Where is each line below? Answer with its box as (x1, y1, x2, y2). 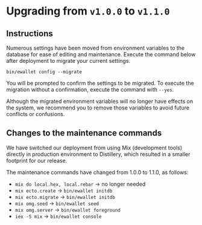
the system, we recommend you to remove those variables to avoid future (6, 104, 190, 111)
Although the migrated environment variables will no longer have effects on (6, 98, 194, 105)
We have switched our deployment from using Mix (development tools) (6, 144, 183, 151)
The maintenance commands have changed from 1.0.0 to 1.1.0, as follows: (6, 168, 189, 176)
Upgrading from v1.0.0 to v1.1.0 (6, 4, 170, 18)
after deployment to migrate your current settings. (6, 57, 131, 64)
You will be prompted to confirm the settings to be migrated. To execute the (6, 80, 194, 86)
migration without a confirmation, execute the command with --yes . (6, 86, 174, 93)
